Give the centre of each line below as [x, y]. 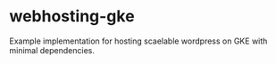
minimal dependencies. [52, 50]
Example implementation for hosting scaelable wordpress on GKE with [138, 41]
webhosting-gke [72, 16]
